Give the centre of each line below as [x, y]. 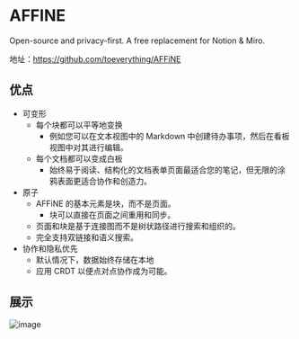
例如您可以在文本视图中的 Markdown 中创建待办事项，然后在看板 [169, 136]
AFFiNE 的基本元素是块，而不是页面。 [106, 203]
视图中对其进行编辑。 [88, 147]
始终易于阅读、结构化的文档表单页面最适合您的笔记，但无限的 [163, 169]
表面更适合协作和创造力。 [105, 181]
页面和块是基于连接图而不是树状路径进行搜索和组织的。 [138, 226]
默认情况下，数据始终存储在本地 [95, 259]
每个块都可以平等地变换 [79, 125]
